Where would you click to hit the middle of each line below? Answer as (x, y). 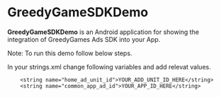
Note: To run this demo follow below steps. (70, 53)
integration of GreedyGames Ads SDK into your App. (84, 39)
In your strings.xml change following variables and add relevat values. (109, 67)
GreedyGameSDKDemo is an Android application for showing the (103, 32)
